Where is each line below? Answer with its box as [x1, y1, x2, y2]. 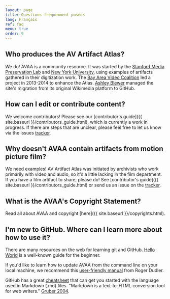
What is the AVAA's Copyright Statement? [5, 197, 141, 205]
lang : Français [5, 17, 38, 22]
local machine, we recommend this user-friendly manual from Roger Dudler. [5, 267, 164, 274]
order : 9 [5, 31, 24, 36]
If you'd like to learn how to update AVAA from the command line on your [5, 262, 158, 268]
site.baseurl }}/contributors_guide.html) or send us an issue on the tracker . [5, 182, 161, 188]
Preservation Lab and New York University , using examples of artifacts [5, 69, 153, 75]
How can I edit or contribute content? [5, 100, 125, 108]
